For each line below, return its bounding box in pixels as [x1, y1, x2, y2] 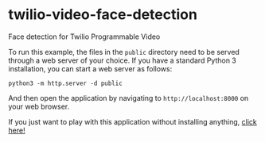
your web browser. [8, 102, 70, 111]
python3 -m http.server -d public [8, 79, 123, 87]
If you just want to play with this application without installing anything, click [8, 117, 257, 126]
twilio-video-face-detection [8, 6, 197, 24]
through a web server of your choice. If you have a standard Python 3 [8, 56, 237, 65]
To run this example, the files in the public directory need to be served [8, 47, 240, 56]
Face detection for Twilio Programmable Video [8, 32, 161, 41]
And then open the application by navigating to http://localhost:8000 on [8, 93, 249, 102]
